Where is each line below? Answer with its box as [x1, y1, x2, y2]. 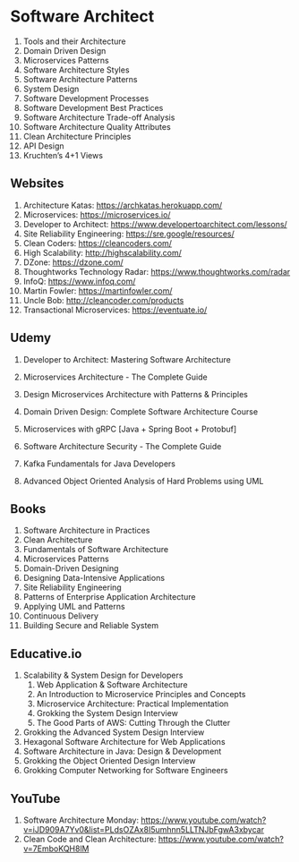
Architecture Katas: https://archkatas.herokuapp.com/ [22, 200, 223, 210]
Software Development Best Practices [22, 102, 164, 113]
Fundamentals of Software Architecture [22, 544, 169, 555]
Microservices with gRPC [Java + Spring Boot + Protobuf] [22, 423, 237, 434]
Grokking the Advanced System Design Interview [22, 727, 205, 738]
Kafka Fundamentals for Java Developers [22, 458, 175, 469]
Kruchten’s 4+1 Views [22, 149, 104, 160]
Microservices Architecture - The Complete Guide [22, 371, 209, 382]
